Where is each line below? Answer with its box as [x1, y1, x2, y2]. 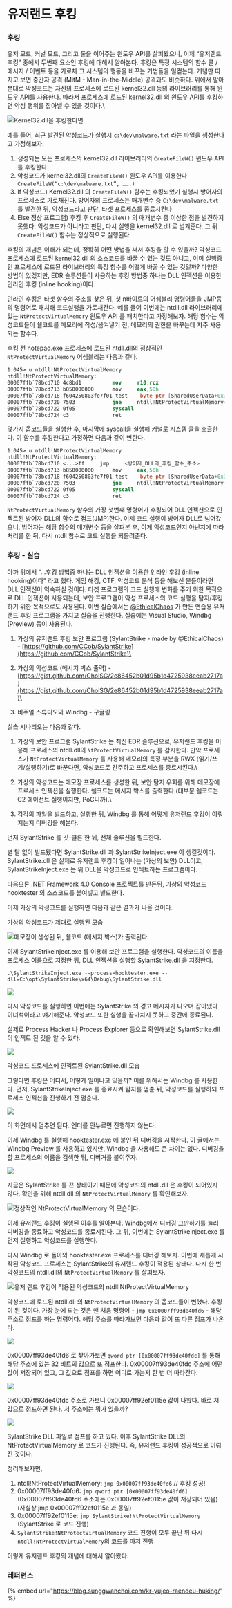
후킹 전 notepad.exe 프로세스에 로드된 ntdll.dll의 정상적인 [7, 344, 162, 353]
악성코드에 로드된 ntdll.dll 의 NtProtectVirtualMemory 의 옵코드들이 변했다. [7, 1297, 210, 1306]
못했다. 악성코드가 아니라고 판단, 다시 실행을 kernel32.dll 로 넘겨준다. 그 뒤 [17, 222, 218, 230]
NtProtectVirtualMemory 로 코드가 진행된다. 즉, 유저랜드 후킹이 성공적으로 [7, 1441, 209, 1449]
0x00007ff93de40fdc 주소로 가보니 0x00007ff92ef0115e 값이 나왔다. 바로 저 [7, 1396, 220, 1404]
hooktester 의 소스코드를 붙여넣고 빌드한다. [7, 888, 124, 896]
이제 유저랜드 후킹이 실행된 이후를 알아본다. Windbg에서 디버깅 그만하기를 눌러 [7, 1219, 219, 1227]
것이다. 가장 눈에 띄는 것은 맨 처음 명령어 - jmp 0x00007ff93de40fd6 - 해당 [21, 1306, 222, 1314]
